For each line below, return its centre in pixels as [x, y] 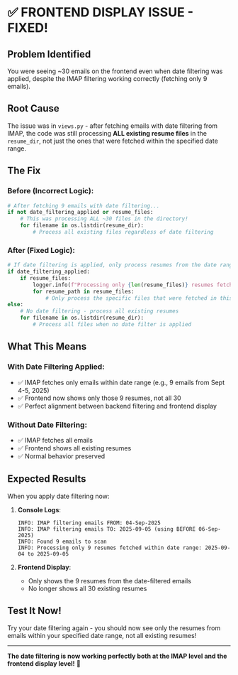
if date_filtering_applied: [49, 272]
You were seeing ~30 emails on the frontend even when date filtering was [115, 71]
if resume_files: [46, 278]
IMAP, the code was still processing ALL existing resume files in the [107, 133]
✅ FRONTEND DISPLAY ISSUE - [100, 12]
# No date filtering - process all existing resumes [100, 311]
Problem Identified [49, 54]
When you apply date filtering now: [58, 496]
